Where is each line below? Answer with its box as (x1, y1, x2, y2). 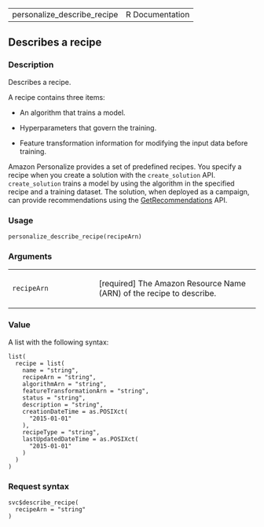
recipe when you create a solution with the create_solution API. (8, 170, 216, 179)
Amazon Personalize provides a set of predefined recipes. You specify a (8, 161, 242, 171)
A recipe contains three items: (8, 92, 105, 101)
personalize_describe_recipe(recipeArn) (8, 232, 143, 241)
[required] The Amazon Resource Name (98, 278, 246, 289)
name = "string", (22, 366, 79, 374)
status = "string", (22, 393, 86, 402)
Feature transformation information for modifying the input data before (19, 138, 248, 148)
